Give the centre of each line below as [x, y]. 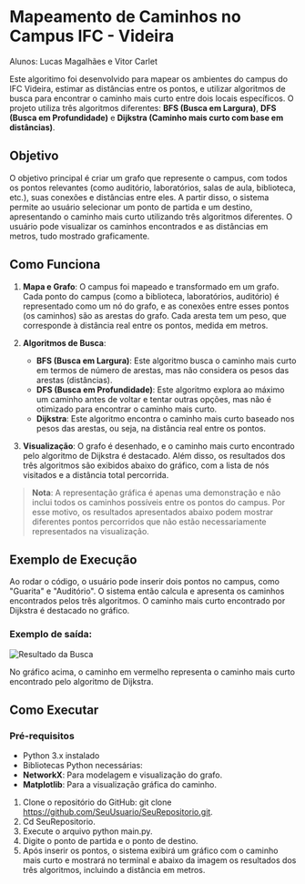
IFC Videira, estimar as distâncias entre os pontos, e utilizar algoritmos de [147, 88]
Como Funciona [55, 264]
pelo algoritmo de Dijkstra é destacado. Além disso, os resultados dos [154, 455]
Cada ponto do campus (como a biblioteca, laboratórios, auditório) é [151, 296]
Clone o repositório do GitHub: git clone [97, 802]
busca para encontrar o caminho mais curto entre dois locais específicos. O [152, 98]
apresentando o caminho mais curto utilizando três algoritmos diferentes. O [151, 217]
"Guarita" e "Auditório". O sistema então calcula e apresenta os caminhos [147, 591]
